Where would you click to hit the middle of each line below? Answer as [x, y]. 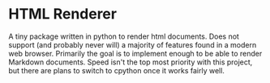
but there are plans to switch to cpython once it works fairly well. [117, 70]
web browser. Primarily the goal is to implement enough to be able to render [135, 53]
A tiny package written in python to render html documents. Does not [124, 36]
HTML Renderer [63, 14]
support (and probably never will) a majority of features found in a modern [133, 44]
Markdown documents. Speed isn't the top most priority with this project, [131, 62]
